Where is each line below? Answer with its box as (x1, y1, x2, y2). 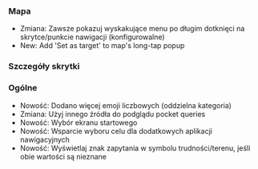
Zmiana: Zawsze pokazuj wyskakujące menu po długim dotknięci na (19, 24, 245, 34)
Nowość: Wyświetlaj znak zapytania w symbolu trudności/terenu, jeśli (19, 143, 251, 153)
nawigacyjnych (19, 135, 71, 144)
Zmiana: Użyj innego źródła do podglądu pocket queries (19, 109, 206, 119)
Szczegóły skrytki (8, 61, 80, 72)
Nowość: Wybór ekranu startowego (19, 118, 138, 127)
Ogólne (8, 82, 38, 94)
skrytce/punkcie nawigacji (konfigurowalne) (19, 32, 166, 42)
